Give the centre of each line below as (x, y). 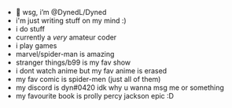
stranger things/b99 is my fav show (73, 62)
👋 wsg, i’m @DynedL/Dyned (61, 12)
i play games (36, 46)
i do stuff (30, 29)
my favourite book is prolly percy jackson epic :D (95, 96)
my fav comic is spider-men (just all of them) (88, 79)
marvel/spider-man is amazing (65, 54)
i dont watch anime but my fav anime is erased (91, 71)
